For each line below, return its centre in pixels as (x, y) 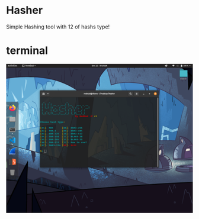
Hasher (25, 10)
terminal (27, 51)
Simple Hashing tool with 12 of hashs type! (58, 27)
